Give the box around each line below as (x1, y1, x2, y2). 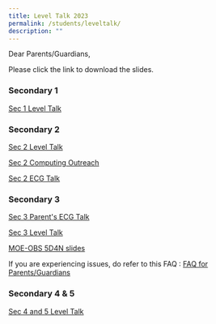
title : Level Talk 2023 (8, 11, 89, 20)
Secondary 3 (8, 194, 61, 205)
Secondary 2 (8, 123, 61, 134)
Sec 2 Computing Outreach (8, 157, 100, 167)
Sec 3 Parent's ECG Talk (8, 212, 91, 222)
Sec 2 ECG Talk (8, 173, 61, 183)
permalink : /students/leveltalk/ (8, 19, 121, 28)
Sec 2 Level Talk (8, 142, 63, 151)
